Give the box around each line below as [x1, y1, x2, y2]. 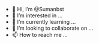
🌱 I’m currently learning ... [11, 18, 76, 25]
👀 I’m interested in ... [11, 12, 63, 19]
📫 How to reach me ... [11, 32, 68, 38]
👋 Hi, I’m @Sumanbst [11, 6, 64, 12]
